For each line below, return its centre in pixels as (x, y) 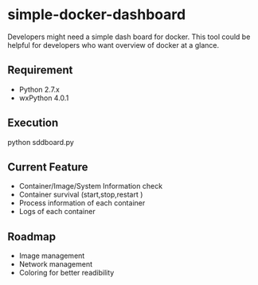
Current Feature (48, 167)
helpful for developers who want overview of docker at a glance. (113, 45)
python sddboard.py (41, 142)
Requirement (40, 70)
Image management (52, 256)
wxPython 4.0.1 (44, 98)
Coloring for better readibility (66, 273)
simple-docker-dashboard (97, 15)
